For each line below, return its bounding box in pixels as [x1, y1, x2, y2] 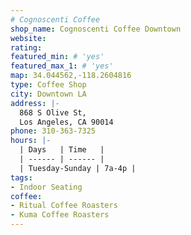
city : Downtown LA [10, 89, 87, 99]
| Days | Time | [19, 145, 105, 155]
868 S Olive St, [19, 107, 87, 118]
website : [10, 33, 47, 43]
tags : [10, 172, 33, 183]
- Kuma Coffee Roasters [10, 210, 110, 220]
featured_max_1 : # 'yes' [10, 61, 114, 71]
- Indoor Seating [10, 182, 83, 192]
